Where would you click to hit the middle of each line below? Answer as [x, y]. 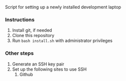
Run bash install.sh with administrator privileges [62, 40]
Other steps [20, 53]
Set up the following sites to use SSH [49, 69]
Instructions [20, 20]
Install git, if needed [32, 30]
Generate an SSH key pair [38, 64]
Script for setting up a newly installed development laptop [63, 7]
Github [26, 74]
